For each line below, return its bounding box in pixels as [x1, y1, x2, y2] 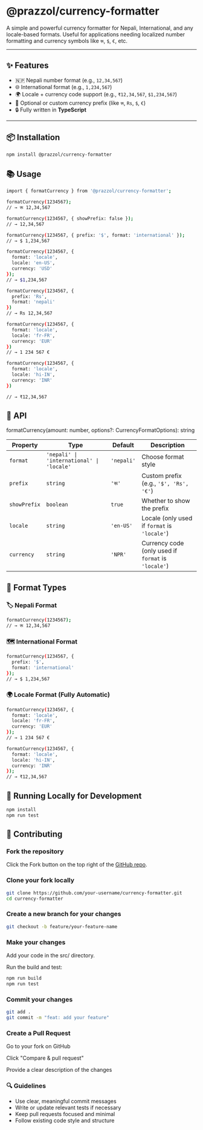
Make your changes [6, 938, 66, 946]
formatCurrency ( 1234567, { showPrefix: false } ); [6, 215, 134, 222]
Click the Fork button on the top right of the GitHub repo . [6, 861, 147, 868]
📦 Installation [6, 132, 60, 143]
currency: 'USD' [11, 265, 53, 271]
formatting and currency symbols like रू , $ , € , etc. [6, 37, 128, 44]
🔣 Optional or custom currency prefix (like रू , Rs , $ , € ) [14, 99, 146, 107]
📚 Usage [6, 168, 42, 179]
